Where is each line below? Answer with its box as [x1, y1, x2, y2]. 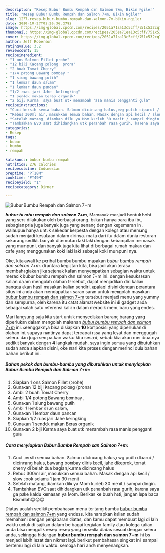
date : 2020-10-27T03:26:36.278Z [5, 21, 71, 26]
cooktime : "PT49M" [5, 175, 43, 180]
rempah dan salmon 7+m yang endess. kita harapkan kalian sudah [5, 511, 140, 517]
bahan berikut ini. [5, 350, 41, 356]
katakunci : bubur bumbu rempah [5, 157, 70, 162]
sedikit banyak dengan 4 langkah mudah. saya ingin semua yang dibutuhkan [5, 340, 160, 346]
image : [5, 25, 19, 30]
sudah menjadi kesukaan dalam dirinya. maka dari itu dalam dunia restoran [5, 232, 156, 238]
